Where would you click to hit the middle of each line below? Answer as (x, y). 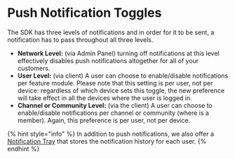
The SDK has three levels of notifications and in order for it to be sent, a (111, 32)
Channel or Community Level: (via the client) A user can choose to (115, 105)
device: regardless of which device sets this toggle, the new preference (121, 90)
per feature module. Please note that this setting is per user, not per (115, 83)
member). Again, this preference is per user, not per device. (104, 120)
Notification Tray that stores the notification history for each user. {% (107, 141)
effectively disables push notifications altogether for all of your (108, 60)
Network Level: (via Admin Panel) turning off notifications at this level (118, 53)
